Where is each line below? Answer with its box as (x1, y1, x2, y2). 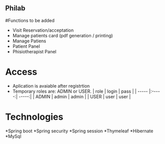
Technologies (5, 111, 64, 122)
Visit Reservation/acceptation (12, 27, 74, 33)
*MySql (5, 133, 22, 139)
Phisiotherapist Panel (12, 48, 57, 54)
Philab (5, 4, 26, 13)
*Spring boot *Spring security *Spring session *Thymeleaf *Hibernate (5, 128, 153, 134)
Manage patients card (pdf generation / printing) (12, 32, 113, 38)
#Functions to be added (5, 17, 55, 23)
